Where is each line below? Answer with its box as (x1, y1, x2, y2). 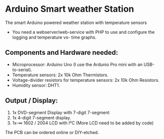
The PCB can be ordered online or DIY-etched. (5, 129, 99, 135)
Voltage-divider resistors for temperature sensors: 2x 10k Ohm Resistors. (12, 77, 160, 83)
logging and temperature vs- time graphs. (12, 34, 97, 40)
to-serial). (12, 67, 32, 72)
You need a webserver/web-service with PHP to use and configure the (12, 29, 155, 35)
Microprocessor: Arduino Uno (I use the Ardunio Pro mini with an (12, 61, 143, 67)
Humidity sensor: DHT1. (12, 82, 60, 88)
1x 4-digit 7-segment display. (12, 115, 71, 120)
